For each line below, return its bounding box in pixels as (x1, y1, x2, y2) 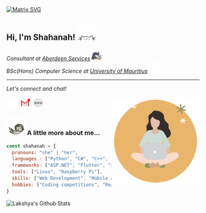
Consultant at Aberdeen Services (6, 54, 91, 62)
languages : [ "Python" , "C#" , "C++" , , (12, 156, 169, 162)
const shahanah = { (6, 143, 56, 149)
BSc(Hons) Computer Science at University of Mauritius (6, 67, 148, 75)
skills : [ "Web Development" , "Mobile (12, 175, 109, 182)
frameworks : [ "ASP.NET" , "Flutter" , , (12, 162, 158, 168)
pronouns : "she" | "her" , (12, 149, 78, 155)
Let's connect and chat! (6, 84, 67, 92)
